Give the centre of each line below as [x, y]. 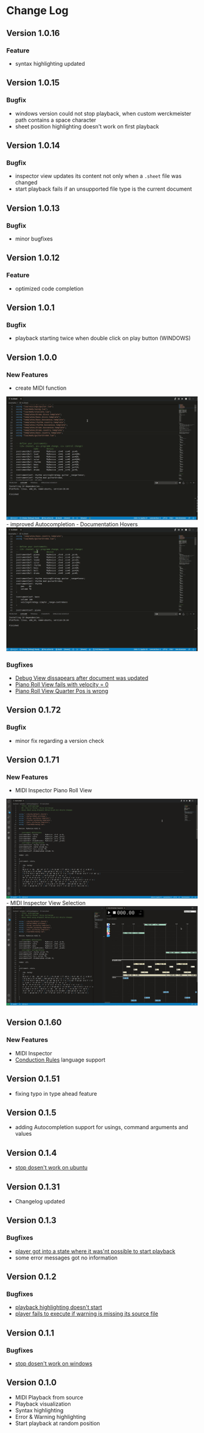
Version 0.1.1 [30, 1333]
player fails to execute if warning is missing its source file [87, 1314]
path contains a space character [56, 120]
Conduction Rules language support [60, 1060]
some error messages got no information [66, 1258]
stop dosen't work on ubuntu [51, 1167]
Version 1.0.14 [33, 145]
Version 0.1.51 [33, 1079]
